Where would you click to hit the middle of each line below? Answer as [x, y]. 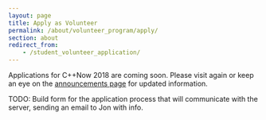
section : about [33, 38]
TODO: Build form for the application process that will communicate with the [133, 99]
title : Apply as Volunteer [53, 23]
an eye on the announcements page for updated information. [108, 83]
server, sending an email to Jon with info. [76, 107]
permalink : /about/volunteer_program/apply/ [83, 30]
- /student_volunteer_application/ [82, 52]
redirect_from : [33, 45]
